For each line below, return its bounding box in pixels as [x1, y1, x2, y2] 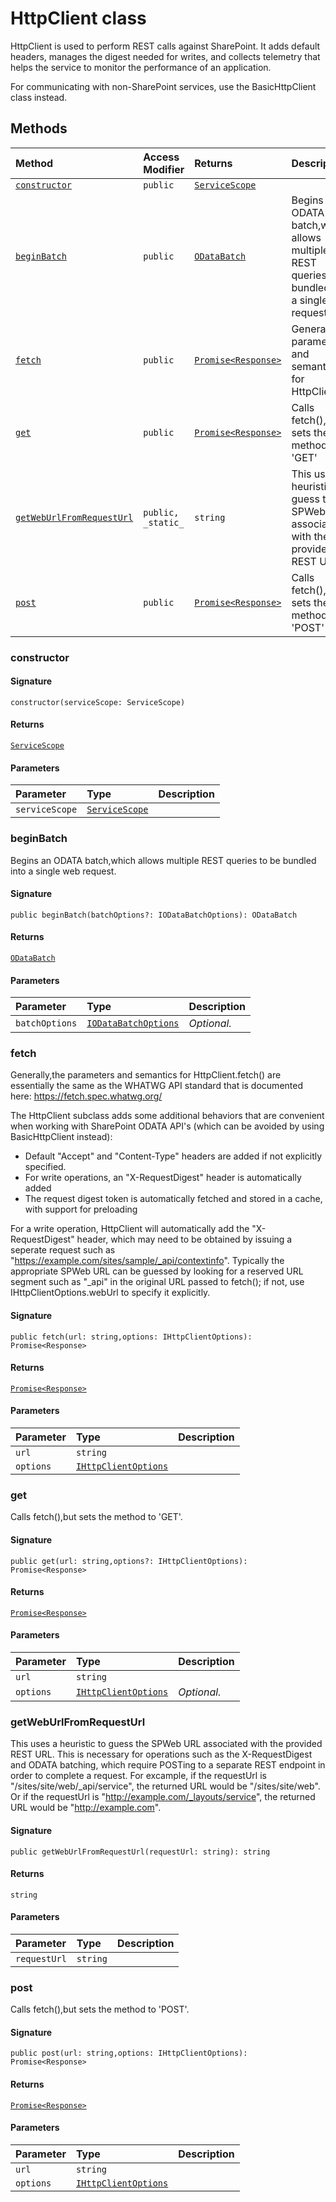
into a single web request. [10, 865, 117, 877]
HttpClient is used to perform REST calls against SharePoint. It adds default [10, 40, 321, 52]
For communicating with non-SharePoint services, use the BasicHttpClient [10, 80, 317, 92]
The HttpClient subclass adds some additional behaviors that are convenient [10, 1110, 325, 1122]
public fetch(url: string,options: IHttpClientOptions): [10, 1332, 253, 1342]
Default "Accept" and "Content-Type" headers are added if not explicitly [24, 1150, 323, 1162]
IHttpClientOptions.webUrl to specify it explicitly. [10, 1287, 211, 1299]
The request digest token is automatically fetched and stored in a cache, [24, 1193, 323, 1205]
